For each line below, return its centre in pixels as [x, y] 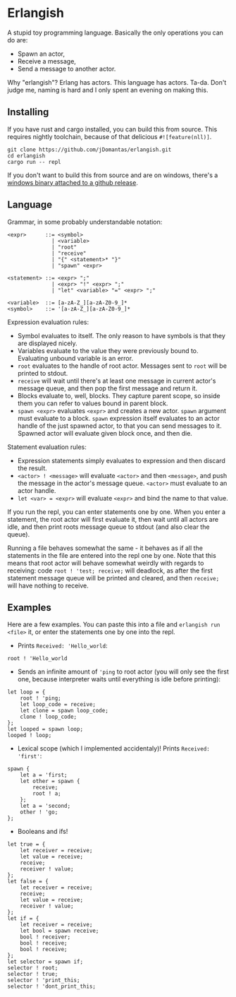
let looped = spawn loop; [45, 729]
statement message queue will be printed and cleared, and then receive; [113, 578]
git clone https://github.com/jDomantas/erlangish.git [89, 150]
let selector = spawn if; [45, 962]
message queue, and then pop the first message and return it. [107, 388]
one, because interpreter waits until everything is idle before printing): [119, 679]
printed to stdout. [43, 373]
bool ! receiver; [45, 937]
